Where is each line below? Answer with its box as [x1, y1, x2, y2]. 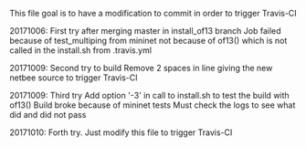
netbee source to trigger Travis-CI [9, 72, 138, 83]
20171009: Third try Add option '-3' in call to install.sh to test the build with [9, 90, 290, 100]
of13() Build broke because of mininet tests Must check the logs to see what [9, 100, 296, 110]
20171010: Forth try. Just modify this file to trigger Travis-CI [9, 127, 233, 138]
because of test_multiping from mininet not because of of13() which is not [9, 36, 288, 46]
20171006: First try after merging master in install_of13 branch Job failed [9, 26, 281, 36]
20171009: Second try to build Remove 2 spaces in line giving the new [9, 63, 273, 73]
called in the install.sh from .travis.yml [9, 45, 153, 56]
